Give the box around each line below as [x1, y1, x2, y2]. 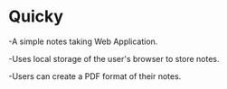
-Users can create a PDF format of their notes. [8, 70, 182, 82]
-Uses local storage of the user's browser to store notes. [8, 53, 220, 64]
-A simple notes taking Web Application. [8, 36, 158, 47]
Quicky [8, 6, 64, 27]
